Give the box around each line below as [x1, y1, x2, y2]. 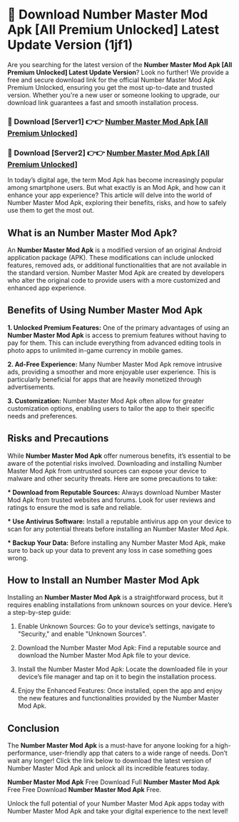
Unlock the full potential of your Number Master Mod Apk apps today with [7, 799, 225, 808]
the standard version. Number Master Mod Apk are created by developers [7, 268, 225, 277]
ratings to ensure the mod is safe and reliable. [7, 503, 142, 511]
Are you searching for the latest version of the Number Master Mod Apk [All [7, 60, 233, 69]
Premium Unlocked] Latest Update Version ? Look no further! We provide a [7, 68, 230, 76]
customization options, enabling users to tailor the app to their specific [7, 404, 215, 413]
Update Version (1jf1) [7, 37, 133, 53]
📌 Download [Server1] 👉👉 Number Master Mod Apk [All [7, 116, 208, 126]
